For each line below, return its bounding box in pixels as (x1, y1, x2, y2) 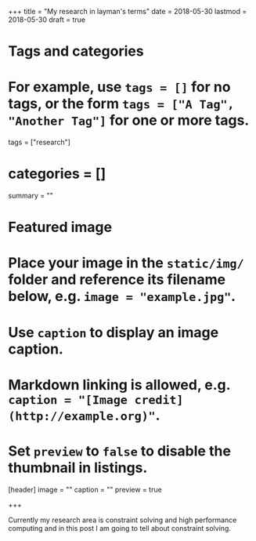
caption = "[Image (8, 392, 128, 407)
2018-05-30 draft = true (8, 15, 86, 24)
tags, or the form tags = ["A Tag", (8, 95, 235, 113)
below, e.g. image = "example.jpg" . (8, 288, 236, 305)
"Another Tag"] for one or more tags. (8, 111, 250, 129)
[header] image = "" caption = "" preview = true (8, 485, 162, 494)
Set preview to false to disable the (8, 442, 231, 459)
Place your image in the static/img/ (8, 254, 244, 272)
